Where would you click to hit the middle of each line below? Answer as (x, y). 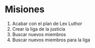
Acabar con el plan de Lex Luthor (47, 23)
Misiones (25, 9)
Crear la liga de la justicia (39, 29)
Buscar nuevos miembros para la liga (51, 40)
